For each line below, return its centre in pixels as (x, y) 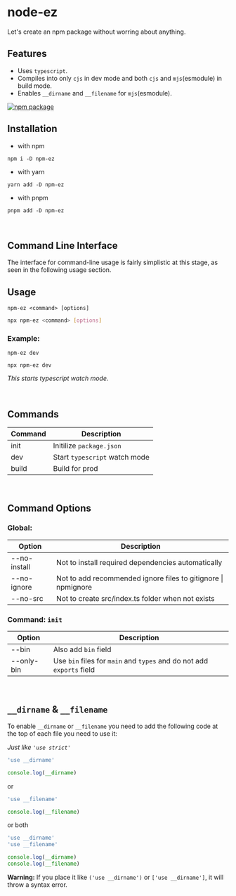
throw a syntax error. (38, 884)
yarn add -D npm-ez (36, 184)
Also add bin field (82, 649)
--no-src (27, 598)
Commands (33, 414)
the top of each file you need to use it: (63, 733)
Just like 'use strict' (39, 747)
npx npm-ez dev (29, 365)
